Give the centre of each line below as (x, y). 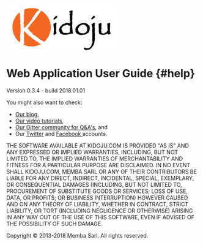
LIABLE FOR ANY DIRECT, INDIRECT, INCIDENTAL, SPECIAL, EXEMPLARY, (100, 178)
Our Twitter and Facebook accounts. (61, 134)
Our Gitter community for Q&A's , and (61, 127)
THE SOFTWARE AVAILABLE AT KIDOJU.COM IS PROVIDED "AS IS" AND (98, 145)
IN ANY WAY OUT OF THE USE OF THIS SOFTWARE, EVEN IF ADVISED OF (100, 217)
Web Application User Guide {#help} (101, 74)
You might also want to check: (44, 102)
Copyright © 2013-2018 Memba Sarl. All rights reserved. (77, 235)
